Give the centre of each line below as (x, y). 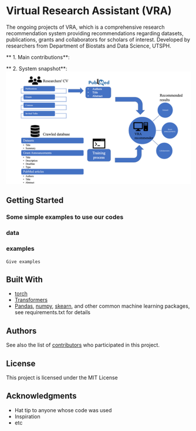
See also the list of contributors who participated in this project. (83, 345)
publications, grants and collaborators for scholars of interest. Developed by (98, 39)
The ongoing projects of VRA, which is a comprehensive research (85, 27)
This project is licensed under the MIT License (62, 378)
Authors (21, 331)
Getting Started (35, 201)
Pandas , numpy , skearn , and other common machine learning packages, (102, 306)
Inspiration (27, 416)
